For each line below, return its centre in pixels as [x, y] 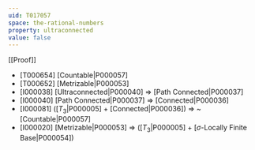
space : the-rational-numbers [56, 23]
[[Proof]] [22, 60]
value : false [30, 37]
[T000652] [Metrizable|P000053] [74, 84]
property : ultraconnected [51, 30]
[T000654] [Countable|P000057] [74, 75]
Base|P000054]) [47, 137]
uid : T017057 [30, 15]
